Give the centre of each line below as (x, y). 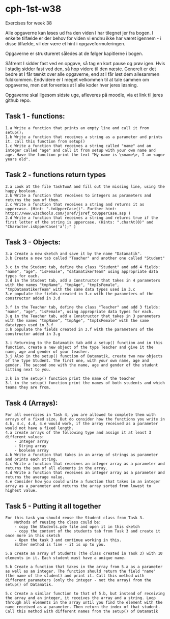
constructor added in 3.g (33, 334)
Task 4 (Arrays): (32, 403)
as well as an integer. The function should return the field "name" (81, 571)
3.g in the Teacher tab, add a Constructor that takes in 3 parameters (83, 316)
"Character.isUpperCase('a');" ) (41, 227)
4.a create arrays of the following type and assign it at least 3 (78, 433)
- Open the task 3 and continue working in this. (68, 540)
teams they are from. (28, 387)
